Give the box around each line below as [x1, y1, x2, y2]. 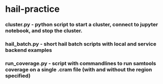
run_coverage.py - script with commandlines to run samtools [5, 60, 156, 67]
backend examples [5, 47, 52, 54]
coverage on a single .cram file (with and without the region [5, 66, 153, 73]
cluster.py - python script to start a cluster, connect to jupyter [5, 21, 159, 28]
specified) [5, 72, 31, 79]
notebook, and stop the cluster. [5, 27, 83, 34]
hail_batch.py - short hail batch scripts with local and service [5, 41, 157, 47]
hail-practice [5, 3, 60, 15]
